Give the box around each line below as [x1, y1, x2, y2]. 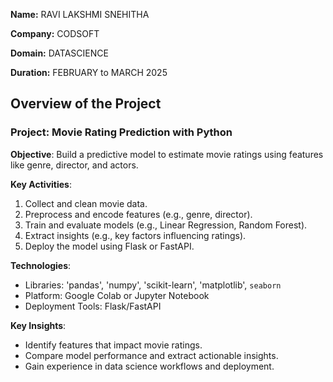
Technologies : [10, 259, 72, 271]
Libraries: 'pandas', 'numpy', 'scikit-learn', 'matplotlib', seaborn [24, 279, 282, 291]
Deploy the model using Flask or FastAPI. [24, 240, 195, 252]
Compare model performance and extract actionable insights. [24, 349, 279, 361]
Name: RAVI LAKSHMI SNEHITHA [10, 9, 150, 20]
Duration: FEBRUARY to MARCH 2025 [10, 67, 168, 78]
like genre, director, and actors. [10, 159, 139, 171]
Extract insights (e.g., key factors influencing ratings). [24, 229, 247, 241]
